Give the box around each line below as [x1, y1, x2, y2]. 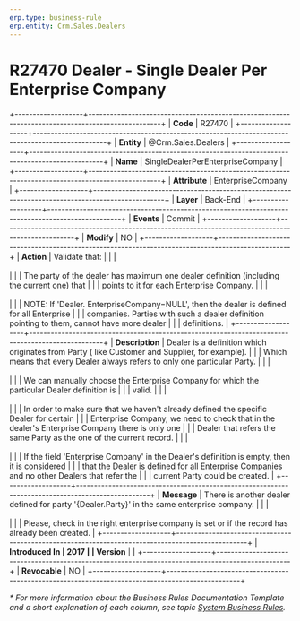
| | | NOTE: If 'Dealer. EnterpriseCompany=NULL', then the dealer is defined [9, 299, 287, 310]
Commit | [166, 213, 201, 224]
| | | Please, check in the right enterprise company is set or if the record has [9, 518, 288, 529]
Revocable [21, 565, 63, 576]
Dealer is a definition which [166, 337, 267, 348]
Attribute [173, 176, 208, 186]
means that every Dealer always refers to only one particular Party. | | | [9, 356, 270, 367]
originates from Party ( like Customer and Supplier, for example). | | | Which [9, 347, 287, 358]
